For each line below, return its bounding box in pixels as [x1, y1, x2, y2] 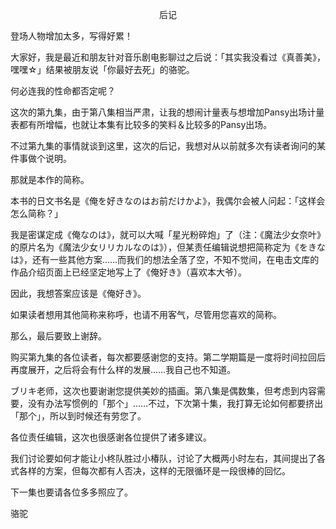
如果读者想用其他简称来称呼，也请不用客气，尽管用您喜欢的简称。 [10, 309, 282, 320]
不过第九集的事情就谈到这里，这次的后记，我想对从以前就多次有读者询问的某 [10, 140, 326, 152]
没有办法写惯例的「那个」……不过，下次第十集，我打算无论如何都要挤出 [27, 398, 324, 409]
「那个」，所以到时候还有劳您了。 [10, 410, 147, 422]
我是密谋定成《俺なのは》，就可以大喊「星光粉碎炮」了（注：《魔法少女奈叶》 [10, 229, 326, 240]
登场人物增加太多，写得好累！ [10, 30, 133, 42]
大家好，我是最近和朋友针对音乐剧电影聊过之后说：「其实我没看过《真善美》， [10, 51, 326, 63]
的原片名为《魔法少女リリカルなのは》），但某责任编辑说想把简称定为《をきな [10, 241, 326, 253]
